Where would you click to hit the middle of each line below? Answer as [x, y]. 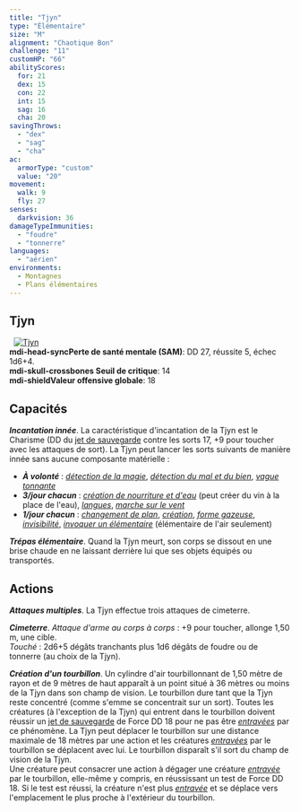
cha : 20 [32, 118]
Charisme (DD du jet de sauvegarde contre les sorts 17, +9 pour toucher [142, 440]
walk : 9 [32, 193]
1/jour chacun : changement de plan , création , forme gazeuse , [138, 515]
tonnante [39, 486]
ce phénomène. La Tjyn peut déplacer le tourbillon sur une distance [134, 731]
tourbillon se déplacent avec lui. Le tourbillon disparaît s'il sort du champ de [149, 750]
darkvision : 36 [46, 218]
